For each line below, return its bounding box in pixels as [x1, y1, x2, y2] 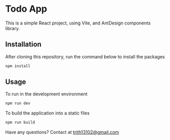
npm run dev [5, 101, 30, 106]
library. [5, 25, 20, 31]
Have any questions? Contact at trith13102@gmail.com [5, 129, 119, 135]
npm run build [5, 120, 36, 125]
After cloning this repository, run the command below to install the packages [5, 53, 165, 60]
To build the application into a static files [5, 110, 90, 116]
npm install [5, 63, 30, 69]
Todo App [5, 3, 47, 15]
